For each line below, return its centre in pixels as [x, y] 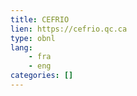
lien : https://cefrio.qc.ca [69, 29]
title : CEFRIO [40, 19]
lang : [21, 47]
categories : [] [42, 76]
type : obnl [33, 38]
